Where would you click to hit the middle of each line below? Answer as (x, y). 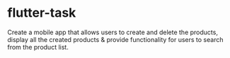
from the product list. (38, 47)
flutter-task (42, 13)
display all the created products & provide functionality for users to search (115, 39)
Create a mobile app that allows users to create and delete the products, (113, 32)
